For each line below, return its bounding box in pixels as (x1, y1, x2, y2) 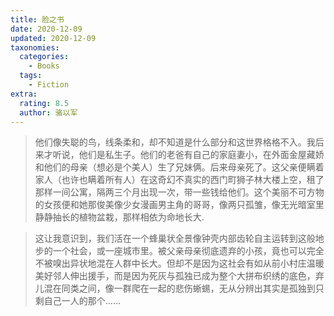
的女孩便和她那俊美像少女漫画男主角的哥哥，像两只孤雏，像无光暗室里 (34, 199, 325, 211)
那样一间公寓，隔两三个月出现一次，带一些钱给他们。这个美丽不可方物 (34, 186, 325, 198)
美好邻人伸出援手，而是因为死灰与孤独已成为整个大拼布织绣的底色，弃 (34, 270, 325, 282)
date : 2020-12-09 (10, 24, 83, 34)
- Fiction (28, 80, 70, 90)
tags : (19, 71, 43, 81)
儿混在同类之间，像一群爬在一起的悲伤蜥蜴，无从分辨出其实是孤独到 (34, 282, 316, 295)
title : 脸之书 (10, 14, 65, 25)
